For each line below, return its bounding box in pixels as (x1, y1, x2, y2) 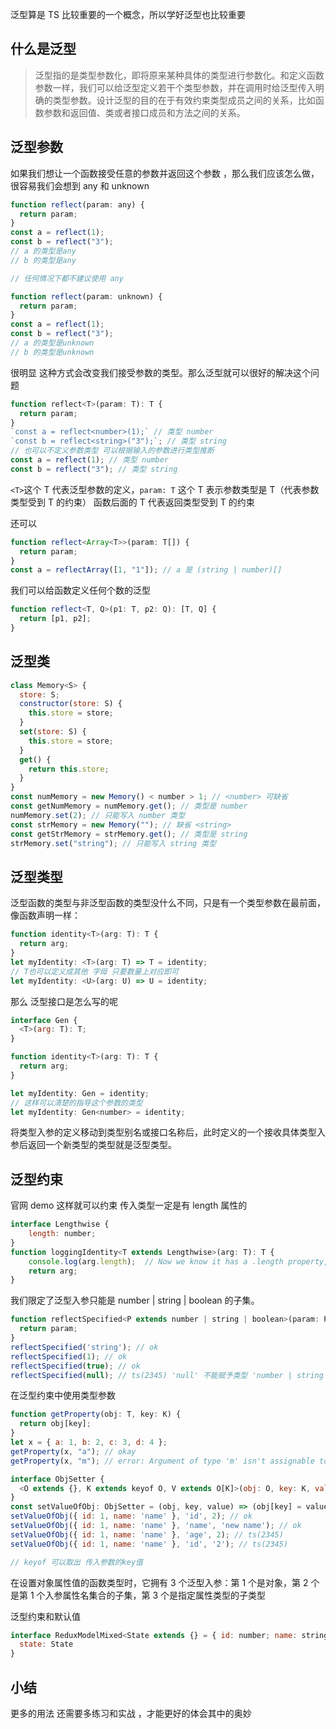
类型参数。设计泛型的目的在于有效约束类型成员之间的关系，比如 (52, 94, 316, 106)
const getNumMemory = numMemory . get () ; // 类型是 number (10, 801, 248, 812)
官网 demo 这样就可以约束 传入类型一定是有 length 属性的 (10, 1199, 248, 1212)
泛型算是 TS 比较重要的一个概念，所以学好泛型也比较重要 (10, 9, 246, 20)
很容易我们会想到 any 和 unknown (10, 179, 150, 192)
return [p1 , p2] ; (19, 614, 92, 624)
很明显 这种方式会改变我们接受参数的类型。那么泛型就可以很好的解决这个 (10, 366, 311, 378)
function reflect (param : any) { (10, 199, 145, 210)
